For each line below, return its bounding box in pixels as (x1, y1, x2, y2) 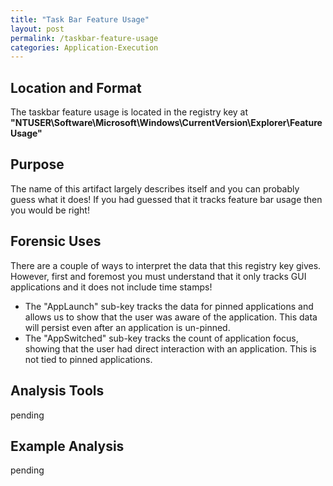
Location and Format (10, 79, 142, 96)
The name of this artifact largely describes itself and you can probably (10, 182, 300, 195)
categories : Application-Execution (10, 42, 159, 53)
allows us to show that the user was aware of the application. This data (24, 311, 318, 323)
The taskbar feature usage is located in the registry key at (10, 106, 249, 118)
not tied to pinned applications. (24, 353, 153, 365)
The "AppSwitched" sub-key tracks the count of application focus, (24, 332, 299, 344)
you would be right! (10, 204, 90, 216)
